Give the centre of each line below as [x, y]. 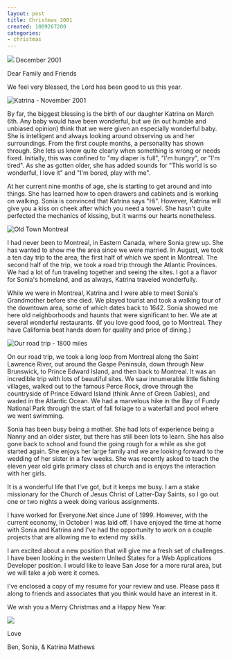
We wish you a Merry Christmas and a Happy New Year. [87, 607]
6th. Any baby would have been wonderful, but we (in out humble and [107, 121]
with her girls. [27, 473]
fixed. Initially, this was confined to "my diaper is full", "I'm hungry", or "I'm [114, 158]
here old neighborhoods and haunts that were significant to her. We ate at [112, 315]
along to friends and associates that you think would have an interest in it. [112, 593]
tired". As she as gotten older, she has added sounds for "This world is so [112, 166]
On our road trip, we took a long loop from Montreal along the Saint [103, 357]
